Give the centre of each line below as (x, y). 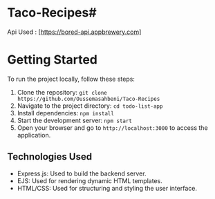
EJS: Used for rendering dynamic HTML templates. (90, 180)
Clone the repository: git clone (62, 92)
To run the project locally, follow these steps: (71, 79)
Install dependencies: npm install (65, 113)
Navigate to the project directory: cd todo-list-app (90, 106)
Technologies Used (49, 157)
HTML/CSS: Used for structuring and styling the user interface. (107, 188)
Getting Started (53, 60)
